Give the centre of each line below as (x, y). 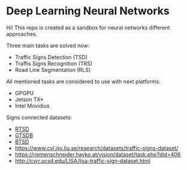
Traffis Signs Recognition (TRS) (54, 63)
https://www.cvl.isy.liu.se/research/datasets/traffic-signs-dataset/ (96, 148)
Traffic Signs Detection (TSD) (51, 57)
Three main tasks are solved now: (48, 45)
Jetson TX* (29, 99)
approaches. (22, 34)
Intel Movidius (32, 105)
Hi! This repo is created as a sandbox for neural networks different (88, 28)
